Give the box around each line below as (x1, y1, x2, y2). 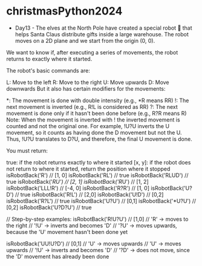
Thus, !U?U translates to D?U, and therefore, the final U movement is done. (6, 135, 192, 143)
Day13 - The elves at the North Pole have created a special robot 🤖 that (15, 24, 192, 31)
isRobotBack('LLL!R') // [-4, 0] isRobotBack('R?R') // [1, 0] (6, 184, 150, 192)
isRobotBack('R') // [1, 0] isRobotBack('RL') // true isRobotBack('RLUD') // (6, 171, 189, 179)
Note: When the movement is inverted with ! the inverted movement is (6, 116, 180, 123)
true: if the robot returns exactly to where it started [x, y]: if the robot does (6, 158, 191, 166)
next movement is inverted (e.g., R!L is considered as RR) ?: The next (6, 103, 178, 110)
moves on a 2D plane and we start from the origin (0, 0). (15, 37, 155, 44)
